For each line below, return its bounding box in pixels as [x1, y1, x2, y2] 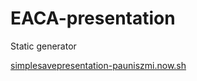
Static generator [10, 40, 77, 52]
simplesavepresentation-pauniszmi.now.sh [10, 59, 187, 71]
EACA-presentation [10, 7, 176, 30]
